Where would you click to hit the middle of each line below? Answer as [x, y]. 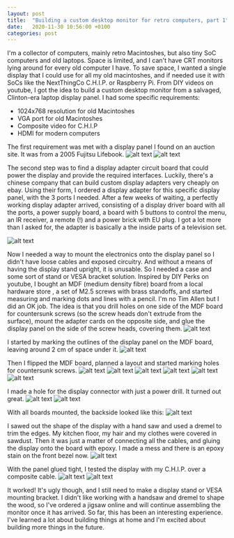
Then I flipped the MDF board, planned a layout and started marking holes [113, 363]
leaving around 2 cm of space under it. [63, 349]
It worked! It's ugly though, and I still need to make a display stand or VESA [115, 490]
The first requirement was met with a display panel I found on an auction [111, 147]
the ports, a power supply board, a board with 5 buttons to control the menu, [117, 212]
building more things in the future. [56, 528]
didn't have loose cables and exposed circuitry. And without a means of [110, 262]
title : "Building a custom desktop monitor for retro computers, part [113, 20]
